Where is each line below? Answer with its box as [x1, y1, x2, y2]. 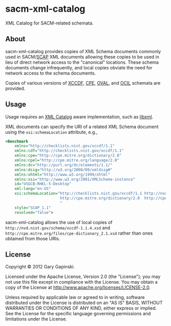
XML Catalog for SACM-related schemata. [5, 20, 94, 26]
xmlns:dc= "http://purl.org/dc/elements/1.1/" [14, 162, 113, 167]
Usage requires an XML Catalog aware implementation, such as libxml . [5, 113, 154, 120]
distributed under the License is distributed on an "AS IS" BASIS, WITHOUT [5, 299, 163, 306]
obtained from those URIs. [5, 235, 60, 241]
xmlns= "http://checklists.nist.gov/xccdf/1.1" [14, 143, 115, 148]
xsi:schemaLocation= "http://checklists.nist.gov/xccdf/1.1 [14, 191, 142, 196]
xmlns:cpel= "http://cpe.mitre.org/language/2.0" [14, 158, 120, 163]
